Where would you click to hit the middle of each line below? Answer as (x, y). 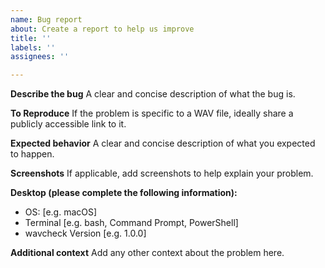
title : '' (31, 38)
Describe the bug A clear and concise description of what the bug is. (153, 94)
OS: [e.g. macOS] (61, 212)
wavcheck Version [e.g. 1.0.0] (85, 233)
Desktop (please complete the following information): (124, 193)
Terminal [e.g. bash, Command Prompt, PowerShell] (131, 223)
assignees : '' (40, 57)
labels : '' (33, 47)
